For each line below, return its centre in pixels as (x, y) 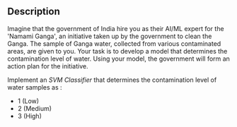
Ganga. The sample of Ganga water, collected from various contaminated (114, 43)
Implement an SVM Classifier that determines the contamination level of (112, 80)
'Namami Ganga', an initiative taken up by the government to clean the (110, 36)
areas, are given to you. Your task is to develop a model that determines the (117, 51)
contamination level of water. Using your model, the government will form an (118, 59)
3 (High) (30, 116)
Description (34, 12)
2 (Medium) (34, 108)
